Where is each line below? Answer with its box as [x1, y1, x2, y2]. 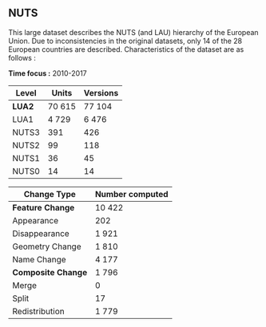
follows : [8, 53, 36, 62]
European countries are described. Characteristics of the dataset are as [8, 44, 244, 54]
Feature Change [12, 202, 75, 213]
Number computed [94, 188, 169, 199]
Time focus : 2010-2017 [8, 68, 88, 78]
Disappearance [12, 227, 69, 238]
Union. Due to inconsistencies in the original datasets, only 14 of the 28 [8, 36, 242, 45]
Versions [83, 87, 119, 98]
